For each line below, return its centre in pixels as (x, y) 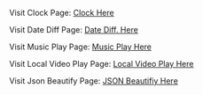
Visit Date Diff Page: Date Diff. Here (74, 29)
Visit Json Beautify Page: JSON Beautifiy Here (94, 81)
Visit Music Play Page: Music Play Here (81, 47)
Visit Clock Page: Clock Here (62, 13)
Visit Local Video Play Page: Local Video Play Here (101, 64)
